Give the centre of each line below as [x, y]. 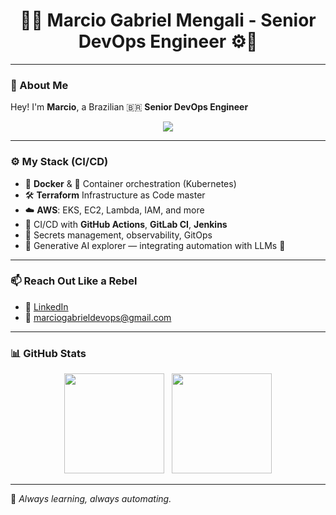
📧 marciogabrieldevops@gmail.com [98, 317]
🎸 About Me [39, 85]
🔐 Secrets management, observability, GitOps [118, 235]
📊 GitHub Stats [48, 353]
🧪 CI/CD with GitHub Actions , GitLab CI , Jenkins [126, 224]
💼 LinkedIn [46, 306]
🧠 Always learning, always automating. [91, 499]
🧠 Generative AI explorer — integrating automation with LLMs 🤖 [155, 245]
